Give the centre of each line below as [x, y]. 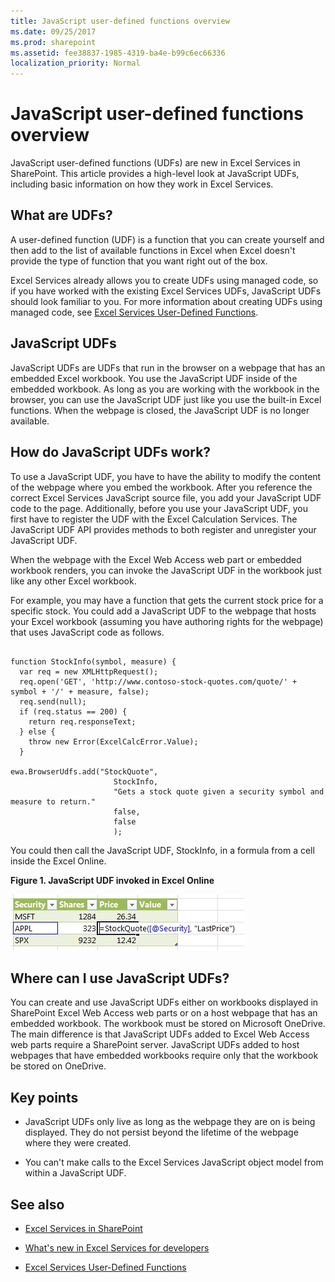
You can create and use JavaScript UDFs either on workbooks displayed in [164, 1002]
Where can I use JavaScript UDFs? [120, 978]
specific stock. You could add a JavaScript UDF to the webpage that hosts [163, 611]
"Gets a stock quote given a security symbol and [219, 791]
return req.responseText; [82, 721]
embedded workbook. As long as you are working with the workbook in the [165, 389]
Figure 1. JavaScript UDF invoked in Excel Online [112, 880]
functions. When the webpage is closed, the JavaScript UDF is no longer [160, 410]
